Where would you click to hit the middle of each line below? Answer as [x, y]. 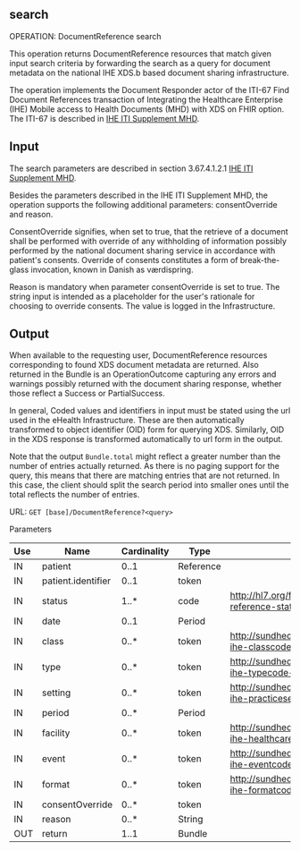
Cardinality [145, 551]
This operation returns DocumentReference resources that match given [141, 54]
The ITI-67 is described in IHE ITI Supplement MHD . [104, 118]
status [55, 601]
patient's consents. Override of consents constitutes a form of [124, 260]
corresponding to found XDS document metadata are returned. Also [134, 365]
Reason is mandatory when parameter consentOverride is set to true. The [145, 286]
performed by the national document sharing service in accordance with [142, 251]
